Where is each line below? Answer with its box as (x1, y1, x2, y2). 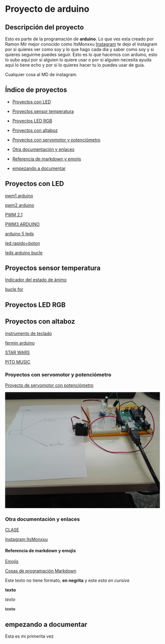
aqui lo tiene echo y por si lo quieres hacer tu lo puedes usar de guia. (5, 62, 145, 68)
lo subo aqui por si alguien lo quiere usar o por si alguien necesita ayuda (5, 57, 152, 62)
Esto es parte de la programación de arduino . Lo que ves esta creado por (5, 36, 154, 42)
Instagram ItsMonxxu (5, 537, 48, 542)
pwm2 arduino (5, 202, 34, 208)
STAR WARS (5, 349, 30, 355)
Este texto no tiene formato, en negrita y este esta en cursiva (5, 578, 130, 584)
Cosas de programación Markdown (5, 568, 77, 574)
